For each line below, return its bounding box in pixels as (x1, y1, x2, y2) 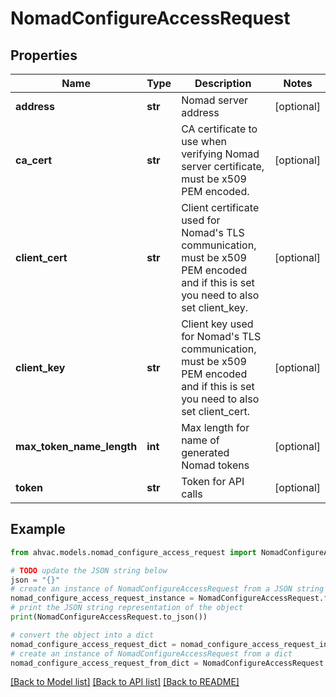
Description (194, 77, 252, 90)
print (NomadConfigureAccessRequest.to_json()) (10, 612, 208, 622)
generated (181, 446, 230, 459)
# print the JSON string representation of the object (10, 603, 244, 613)
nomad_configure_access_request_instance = (10, 593, 195, 604)
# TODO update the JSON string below (10, 565, 168, 576)
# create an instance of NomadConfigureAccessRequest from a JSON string (10, 584, 325, 594)
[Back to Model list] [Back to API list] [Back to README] (10, 676, 240, 688)
